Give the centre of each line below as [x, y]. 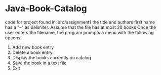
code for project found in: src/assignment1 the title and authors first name [80, 22]
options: [14, 38]
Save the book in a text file [39, 63]
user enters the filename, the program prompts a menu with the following [80, 32]
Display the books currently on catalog [52, 57]
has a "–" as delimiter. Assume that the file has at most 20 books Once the [81, 27]
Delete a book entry [32, 52]
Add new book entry [33, 47]
